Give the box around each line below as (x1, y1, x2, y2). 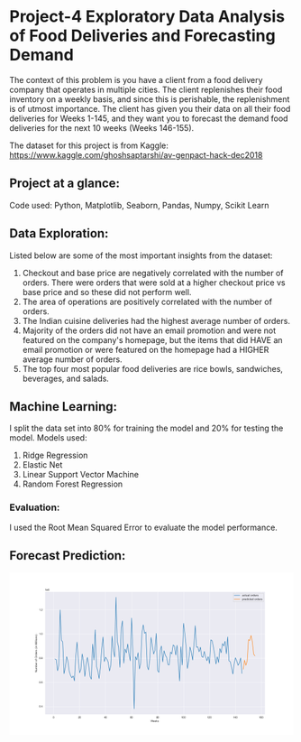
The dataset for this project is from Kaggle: (9, 140, 169, 151)
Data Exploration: (9, 226, 109, 241)
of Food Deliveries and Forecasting (9, 25, 277, 46)
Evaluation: (9, 501, 60, 514)
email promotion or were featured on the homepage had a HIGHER (22, 344, 269, 355)
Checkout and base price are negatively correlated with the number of (22, 267, 284, 278)
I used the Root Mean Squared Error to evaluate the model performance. (9, 522, 278, 533)
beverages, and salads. (22, 373, 110, 384)
